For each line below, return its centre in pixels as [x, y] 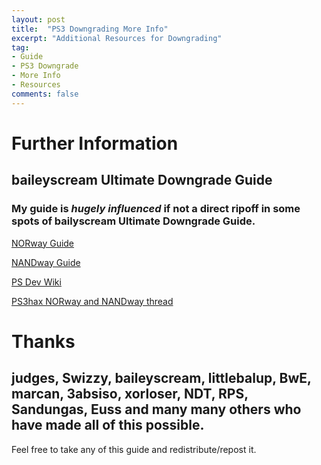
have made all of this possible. [108, 425]
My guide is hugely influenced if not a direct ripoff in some [156, 209]
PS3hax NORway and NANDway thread [92, 301]
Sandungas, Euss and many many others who [156, 409]
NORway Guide [43, 243]
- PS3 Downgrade [45, 66]
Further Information [95, 143]
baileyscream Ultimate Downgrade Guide [142, 180]
